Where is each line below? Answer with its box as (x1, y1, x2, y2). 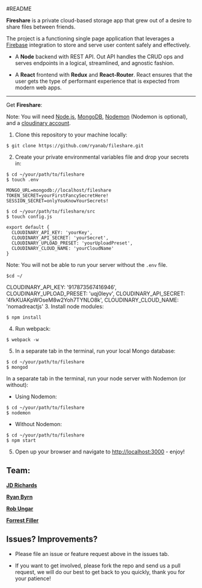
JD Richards (6, 481, 37, 488)
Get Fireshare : (6, 101, 43, 108)
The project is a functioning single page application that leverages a (6, 35, 174, 42)
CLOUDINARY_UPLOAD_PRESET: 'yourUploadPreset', (11, 240, 133, 246)
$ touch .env (6, 177, 39, 183)
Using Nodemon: (14, 393, 57, 400)
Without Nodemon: (14, 421, 62, 427)
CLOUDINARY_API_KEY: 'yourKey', (11, 229, 93, 235)
